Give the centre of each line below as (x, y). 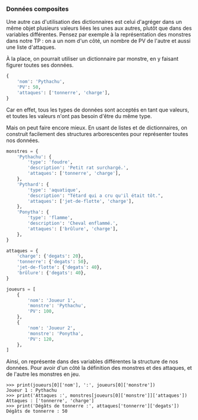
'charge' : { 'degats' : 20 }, (50, 256)
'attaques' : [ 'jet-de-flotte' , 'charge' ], (81, 201)
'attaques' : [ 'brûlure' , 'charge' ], (73, 228)
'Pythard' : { (33, 184)
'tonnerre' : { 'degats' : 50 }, (53, 262)
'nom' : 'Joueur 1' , (52, 300)
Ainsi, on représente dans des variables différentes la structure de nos (92, 362)
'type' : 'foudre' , (50, 162)
